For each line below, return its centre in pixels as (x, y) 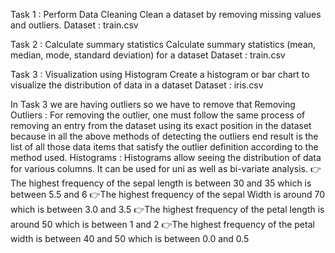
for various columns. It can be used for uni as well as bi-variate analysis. (159, 168)
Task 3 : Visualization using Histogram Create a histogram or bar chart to (160, 74)
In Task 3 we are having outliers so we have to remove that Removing (153, 104)
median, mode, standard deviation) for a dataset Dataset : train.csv (148, 55)
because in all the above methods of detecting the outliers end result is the (164, 136)
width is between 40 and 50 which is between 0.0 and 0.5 (130, 238)
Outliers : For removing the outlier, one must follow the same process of (158, 115)
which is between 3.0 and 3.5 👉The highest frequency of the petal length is (167, 209)
